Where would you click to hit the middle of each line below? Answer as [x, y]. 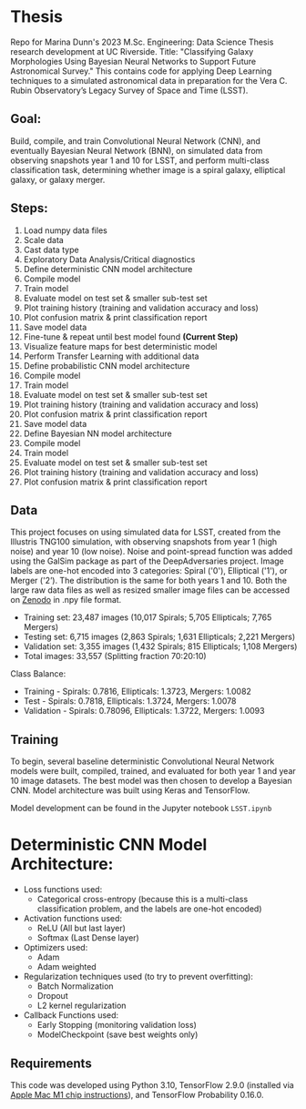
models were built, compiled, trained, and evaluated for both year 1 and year [153, 771]
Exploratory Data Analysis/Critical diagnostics [109, 259]
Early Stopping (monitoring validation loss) [117, 1025]
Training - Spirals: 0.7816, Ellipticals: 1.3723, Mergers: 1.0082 [137, 692]
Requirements [51, 1063]
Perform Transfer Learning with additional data [111, 356]
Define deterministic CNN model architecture [108, 269]
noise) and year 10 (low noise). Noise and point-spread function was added [152, 552]
